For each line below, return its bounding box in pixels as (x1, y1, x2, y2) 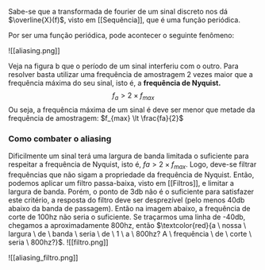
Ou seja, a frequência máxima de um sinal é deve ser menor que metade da (8, 105, 255, 114)
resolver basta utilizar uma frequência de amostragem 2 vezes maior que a (8, 70, 254, 79)
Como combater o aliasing (8, 133, 112, 144)
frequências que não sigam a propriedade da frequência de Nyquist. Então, (8, 170, 255, 179)
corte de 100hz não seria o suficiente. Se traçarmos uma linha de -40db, (8, 212, 246, 222)
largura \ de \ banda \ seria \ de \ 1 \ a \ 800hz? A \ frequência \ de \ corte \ (8, 229, 252, 238)
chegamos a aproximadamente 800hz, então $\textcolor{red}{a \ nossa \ (8, 220, 247, 229)
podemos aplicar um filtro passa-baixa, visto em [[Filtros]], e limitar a (8, 178, 234, 187)
